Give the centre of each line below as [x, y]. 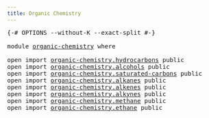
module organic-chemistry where [61, 46]
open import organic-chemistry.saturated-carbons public [105, 73]
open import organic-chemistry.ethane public [85, 107]
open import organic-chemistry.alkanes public [87, 80]
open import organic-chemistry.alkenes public [87, 87]
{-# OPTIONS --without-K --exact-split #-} [81, 32]
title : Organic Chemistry [44, 13]
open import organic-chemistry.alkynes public [87, 94]
